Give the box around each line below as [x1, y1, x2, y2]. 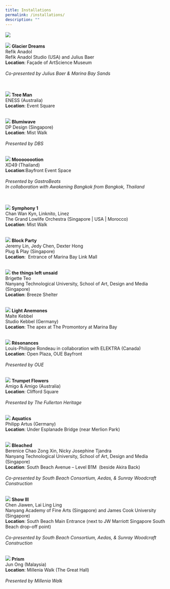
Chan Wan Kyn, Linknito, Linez [5, 211, 69, 217]
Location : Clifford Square [5, 389, 59, 395]
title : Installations [5, 7, 52, 13]
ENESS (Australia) [5, 97, 43, 103]
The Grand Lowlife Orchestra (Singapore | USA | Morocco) [5, 216, 129, 222]
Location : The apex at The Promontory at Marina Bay [5, 324, 117, 330]
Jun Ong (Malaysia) [5, 561, 47, 567]
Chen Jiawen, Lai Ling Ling [5, 502, 62, 508]
